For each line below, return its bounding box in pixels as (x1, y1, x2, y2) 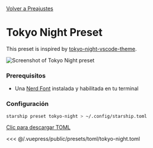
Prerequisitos (6, 71, 46, 79)
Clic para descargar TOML (6, 124, 71, 131)
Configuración (6, 100, 49, 108)
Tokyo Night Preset (6, 26, 103, 39)
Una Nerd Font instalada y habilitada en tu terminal (14, 85, 139, 92)
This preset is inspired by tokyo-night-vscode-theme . (6, 45, 137, 52)
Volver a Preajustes (6, 5, 53, 12)
